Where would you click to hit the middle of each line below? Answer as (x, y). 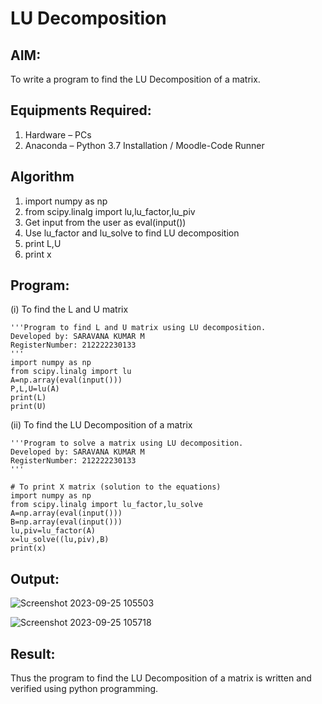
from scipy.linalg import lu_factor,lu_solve (106, 505)
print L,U (43, 243)
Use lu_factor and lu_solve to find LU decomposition (132, 233)
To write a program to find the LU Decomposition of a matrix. (135, 79)
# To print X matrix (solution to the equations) (116, 487)
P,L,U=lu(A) (35, 389)
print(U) (28, 407)
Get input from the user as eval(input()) (105, 222)
